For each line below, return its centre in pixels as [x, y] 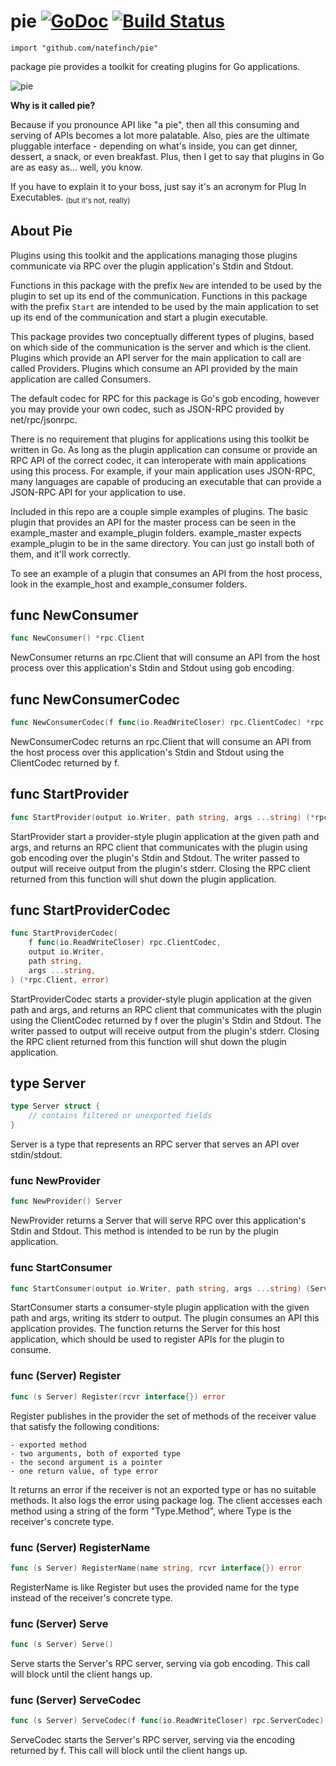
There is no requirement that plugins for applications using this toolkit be [160, 439]
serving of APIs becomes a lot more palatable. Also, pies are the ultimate [160, 135]
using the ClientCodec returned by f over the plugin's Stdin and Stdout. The [166, 1020]
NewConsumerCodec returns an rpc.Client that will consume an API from [161, 741]
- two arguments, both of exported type [96, 1453]
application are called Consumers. [81, 379]
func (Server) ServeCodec [76, 1700]
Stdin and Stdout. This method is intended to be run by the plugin [144, 1231]
